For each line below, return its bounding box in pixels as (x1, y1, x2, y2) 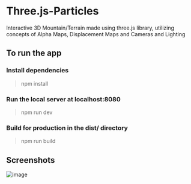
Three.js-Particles (6, 4, 99, 18)
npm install (20, 80, 49, 87)
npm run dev (20, 109, 53, 116)
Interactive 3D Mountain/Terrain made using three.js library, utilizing (6, 24, 175, 31)
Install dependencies (6, 66, 69, 75)
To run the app (6, 48, 62, 59)
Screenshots (6, 155, 55, 165)
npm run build (20, 138, 56, 145)
